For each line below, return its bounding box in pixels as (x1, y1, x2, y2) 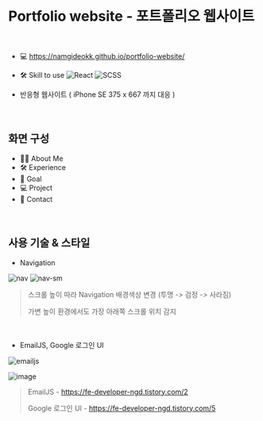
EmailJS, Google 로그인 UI (19, 340, 105, 350)
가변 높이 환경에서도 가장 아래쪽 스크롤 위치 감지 (27, 307, 176, 316)
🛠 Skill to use (19, 70, 65, 79)
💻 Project (19, 183, 53, 192)
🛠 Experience (19, 162, 66, 172)
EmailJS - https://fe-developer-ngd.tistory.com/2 (27, 387, 188, 396)
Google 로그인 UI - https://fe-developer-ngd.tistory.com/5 (27, 403, 216, 413)
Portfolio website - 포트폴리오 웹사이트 (8, 7, 255, 25)
